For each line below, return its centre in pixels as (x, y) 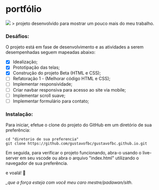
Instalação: (20, 114)
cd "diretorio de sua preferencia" (42, 140)
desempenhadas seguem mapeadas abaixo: (51, 52)
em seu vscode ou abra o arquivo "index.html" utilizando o (79, 158)
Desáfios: (17, 36)
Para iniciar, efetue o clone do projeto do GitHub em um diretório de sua (79, 125)
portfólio (24, 9)
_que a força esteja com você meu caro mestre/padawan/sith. (69, 183)
